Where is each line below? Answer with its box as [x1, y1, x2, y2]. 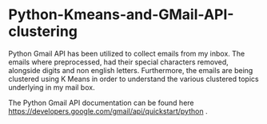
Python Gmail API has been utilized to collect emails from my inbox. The [8, 48, 245, 58]
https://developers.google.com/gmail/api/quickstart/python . [8, 106, 208, 116]
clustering [8, 22, 78, 41]
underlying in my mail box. [8, 82, 95, 92]
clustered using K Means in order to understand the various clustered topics [8, 74, 259, 83]
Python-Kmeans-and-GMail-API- [8, 6, 234, 24]
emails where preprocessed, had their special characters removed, [8, 57, 229, 67]
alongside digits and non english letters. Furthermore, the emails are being [8, 65, 253, 75]
